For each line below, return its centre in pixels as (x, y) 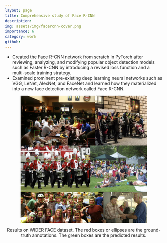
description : (19, 21)
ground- (152, 230)
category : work (21, 37)
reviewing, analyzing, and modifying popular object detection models (83, 62)
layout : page (19, 10)
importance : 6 (20, 32)
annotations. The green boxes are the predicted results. (89, 235)
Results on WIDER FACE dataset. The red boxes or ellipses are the (75, 230)
